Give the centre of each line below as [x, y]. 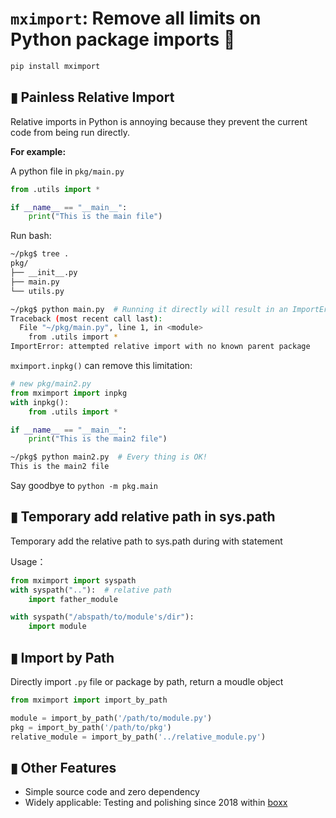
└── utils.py [37, 291]
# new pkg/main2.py [51, 384]
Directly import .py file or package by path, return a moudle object [147, 681]
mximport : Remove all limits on [136, 18]
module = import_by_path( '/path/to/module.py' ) [111, 718]
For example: [38, 151]
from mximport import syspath [73, 580]
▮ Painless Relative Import [92, 97]
